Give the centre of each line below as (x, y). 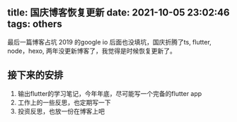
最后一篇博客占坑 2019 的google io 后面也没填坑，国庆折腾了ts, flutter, (110, 42)
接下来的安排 (35, 75)
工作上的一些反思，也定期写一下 (64, 102)
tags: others (35, 24)
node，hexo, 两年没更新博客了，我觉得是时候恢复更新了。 (92, 51)
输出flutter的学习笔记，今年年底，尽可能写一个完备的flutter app (110, 93)
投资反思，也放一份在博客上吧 (61, 111)
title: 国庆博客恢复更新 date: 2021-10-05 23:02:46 (118, 13)
